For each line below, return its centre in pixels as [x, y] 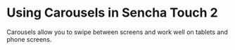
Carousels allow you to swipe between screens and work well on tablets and [117, 32]
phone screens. [29, 39]
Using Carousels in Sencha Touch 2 [113, 13]
